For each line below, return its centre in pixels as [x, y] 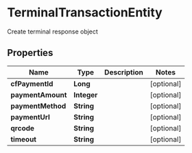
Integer [85, 95]
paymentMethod [38, 106]
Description [124, 72]
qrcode [23, 128]
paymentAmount [39, 95]
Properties [30, 53]
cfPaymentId [32, 83]
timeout [23, 139]
